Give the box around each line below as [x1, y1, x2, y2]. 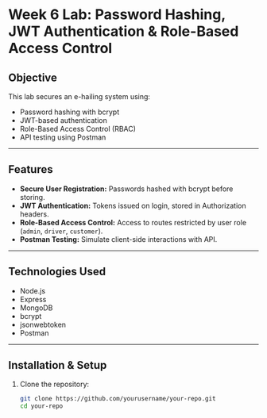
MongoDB [19, 303, 53, 313]
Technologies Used [8, 265, 106, 278]
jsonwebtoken [19, 320, 66, 329]
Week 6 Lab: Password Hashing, [8, 6, 226, 24]
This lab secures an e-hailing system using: [8, 92, 151, 101]
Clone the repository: [19, 379, 90, 389]
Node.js [19, 286, 46, 295]
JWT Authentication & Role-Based [8, 22, 239, 40]
